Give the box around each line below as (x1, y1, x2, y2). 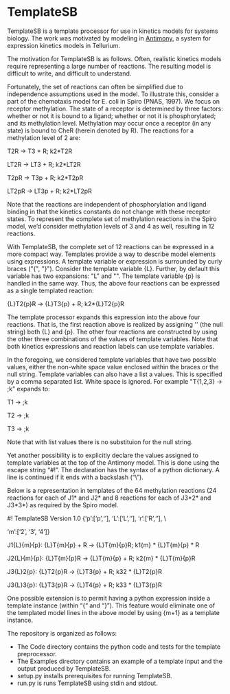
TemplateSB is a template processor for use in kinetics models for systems (7, 27, 218, 35)
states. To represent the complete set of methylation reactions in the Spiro (7, 214, 218, 223)
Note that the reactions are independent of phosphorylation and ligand (7, 200, 207, 208)
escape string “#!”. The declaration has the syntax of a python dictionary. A (7, 465, 220, 474)
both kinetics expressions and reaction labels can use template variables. (7, 342, 215, 350)
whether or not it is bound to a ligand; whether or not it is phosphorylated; (7, 111, 216, 120)
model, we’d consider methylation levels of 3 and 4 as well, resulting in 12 (7, 222, 215, 230)
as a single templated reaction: (7, 286, 94, 294)
